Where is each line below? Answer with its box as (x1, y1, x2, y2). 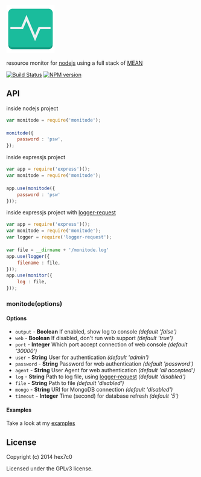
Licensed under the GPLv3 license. (6, 465, 93, 472)
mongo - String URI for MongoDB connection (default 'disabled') (14, 386, 173, 393)
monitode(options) (6, 299, 62, 308)
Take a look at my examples (6, 419, 75, 427)
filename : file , (17, 260, 61, 266)
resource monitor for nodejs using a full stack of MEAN (6, 59, 143, 67)
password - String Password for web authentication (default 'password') (14, 360, 194, 367)
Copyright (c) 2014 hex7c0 (6, 453, 72, 461)
